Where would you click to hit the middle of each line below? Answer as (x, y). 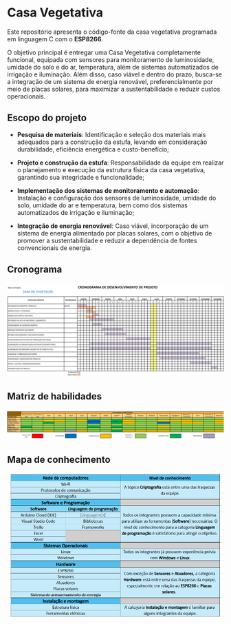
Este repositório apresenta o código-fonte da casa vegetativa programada (112, 32)
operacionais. (26, 96)
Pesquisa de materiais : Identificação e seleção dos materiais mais (111, 134)
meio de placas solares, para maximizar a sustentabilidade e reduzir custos (114, 89)
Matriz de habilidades (55, 396)
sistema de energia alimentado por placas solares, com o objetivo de (114, 233)
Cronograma (35, 270)
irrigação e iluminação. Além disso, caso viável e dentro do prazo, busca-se (114, 74)
